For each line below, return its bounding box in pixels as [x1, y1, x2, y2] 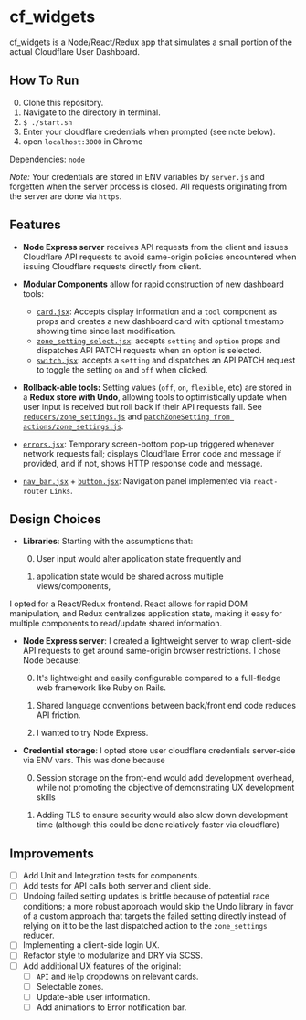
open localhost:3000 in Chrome [22, 135, 143, 147]
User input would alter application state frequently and [36, 553, 242, 564]
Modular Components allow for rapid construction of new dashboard [22, 279, 285, 289]
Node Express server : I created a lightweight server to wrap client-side [22, 636, 292, 647]
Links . [49, 485, 73, 496]
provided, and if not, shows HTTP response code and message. [22, 457, 263, 468]
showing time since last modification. [36, 325, 176, 336]
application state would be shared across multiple [36, 571, 224, 582]
